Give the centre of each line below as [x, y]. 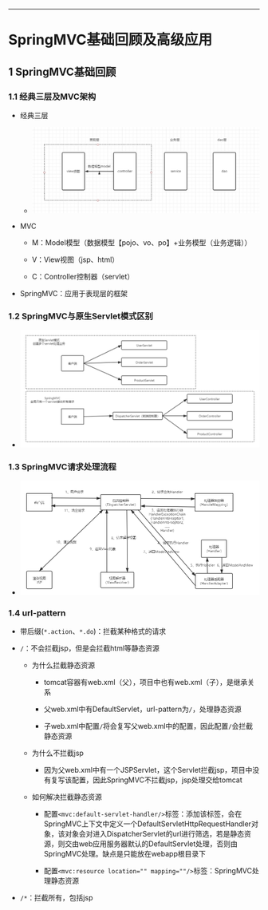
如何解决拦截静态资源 [67, 797]
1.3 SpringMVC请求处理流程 [63, 466]
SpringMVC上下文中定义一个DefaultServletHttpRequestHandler [148, 824]
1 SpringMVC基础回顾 [62, 71]
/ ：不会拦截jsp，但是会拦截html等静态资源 [89, 648]
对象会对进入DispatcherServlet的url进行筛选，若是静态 [155, 834]
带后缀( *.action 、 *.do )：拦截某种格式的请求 [93, 631]
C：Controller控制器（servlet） [83, 277]
